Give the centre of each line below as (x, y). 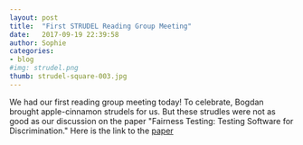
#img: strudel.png (44, 68)
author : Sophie (38, 43)
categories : (32, 51)
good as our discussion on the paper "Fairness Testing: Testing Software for (151, 121)
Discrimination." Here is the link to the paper (91, 131)
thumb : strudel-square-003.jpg (68, 77)
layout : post (34, 18)
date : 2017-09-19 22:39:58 (64, 34)
